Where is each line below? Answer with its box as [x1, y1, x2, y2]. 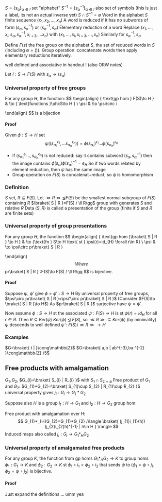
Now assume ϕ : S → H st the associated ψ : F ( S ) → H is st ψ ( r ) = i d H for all [5, 310, 157, 317]
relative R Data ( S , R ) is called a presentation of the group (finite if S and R [5, 205, 152, 211]
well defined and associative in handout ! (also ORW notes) [5, 62, 123, 68]
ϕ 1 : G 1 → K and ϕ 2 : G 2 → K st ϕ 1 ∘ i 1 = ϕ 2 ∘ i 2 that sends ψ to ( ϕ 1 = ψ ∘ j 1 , [5, 462, 155, 468]
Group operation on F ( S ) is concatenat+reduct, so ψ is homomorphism [12, 172, 154, 178]
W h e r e [75, 261, 88, 267]
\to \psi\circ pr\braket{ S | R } [5, 244, 63, 250]
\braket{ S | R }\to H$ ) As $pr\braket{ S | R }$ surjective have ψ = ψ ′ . [5, 301, 143, 307]
